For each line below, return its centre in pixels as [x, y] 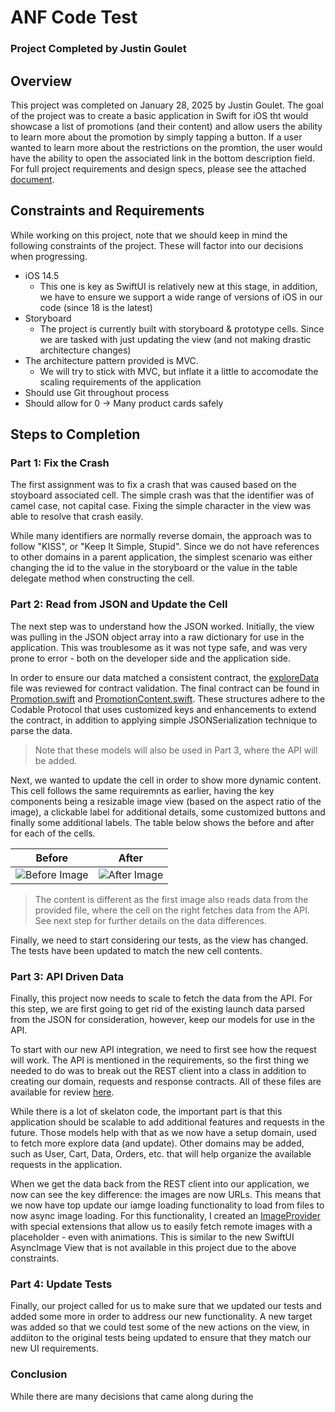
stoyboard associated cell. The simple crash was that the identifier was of [162, 495]
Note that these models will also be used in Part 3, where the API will [176, 750]
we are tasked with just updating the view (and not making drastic [175, 339]
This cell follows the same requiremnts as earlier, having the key [142, 790]
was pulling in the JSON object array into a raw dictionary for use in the [157, 637]
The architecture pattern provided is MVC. [111, 360]
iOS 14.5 [42, 275]
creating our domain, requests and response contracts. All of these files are [166, 1082]
